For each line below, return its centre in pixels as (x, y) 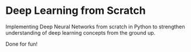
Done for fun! (22, 44)
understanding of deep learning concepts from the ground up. (81, 32)
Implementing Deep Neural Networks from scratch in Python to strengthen (95, 27)
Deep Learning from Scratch (76, 11)
